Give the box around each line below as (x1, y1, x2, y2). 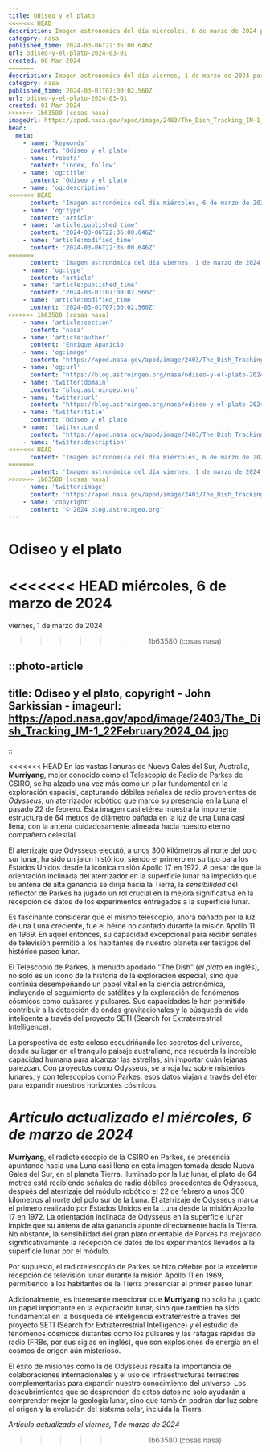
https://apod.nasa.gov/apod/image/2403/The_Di (8, 712, 261, 726)
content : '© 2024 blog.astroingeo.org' (29, 505, 163, 513)
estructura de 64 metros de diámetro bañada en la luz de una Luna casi (8, 812, 245, 822)
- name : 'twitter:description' (22, 438, 128, 446)
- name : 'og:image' (22, 348, 88, 356)
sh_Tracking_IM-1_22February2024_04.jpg (8, 725, 229, 738)
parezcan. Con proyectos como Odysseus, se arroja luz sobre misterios (8, 1063, 246, 1072)
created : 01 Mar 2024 (8, 101, 81, 109)
